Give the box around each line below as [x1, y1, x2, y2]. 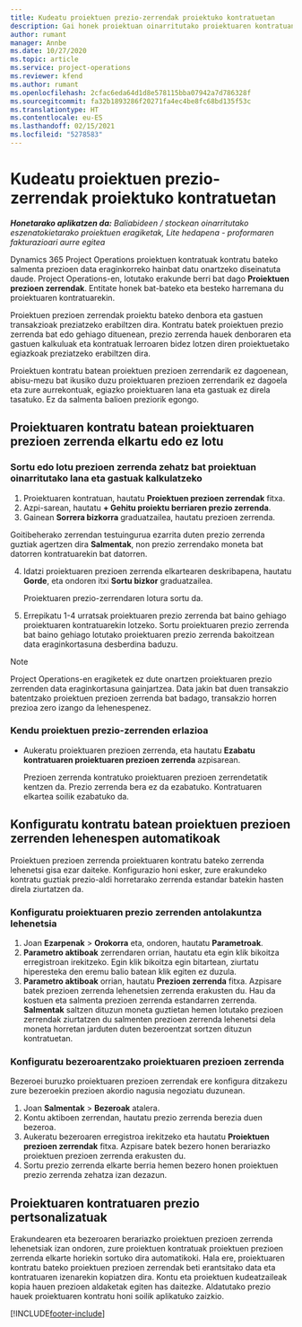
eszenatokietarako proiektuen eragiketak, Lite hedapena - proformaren [10, 226, 274, 238]
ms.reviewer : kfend [10, 72, 83, 81]
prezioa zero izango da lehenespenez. [10, 702, 151, 712]
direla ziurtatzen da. [10, 883, 84, 894]
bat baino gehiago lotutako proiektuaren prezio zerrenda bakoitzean [22, 629, 275, 640]
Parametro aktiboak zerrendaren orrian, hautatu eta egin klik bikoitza [22, 947, 280, 958]
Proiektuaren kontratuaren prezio [10, 1196, 200, 1211]
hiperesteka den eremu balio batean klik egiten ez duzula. [22, 966, 237, 977]
